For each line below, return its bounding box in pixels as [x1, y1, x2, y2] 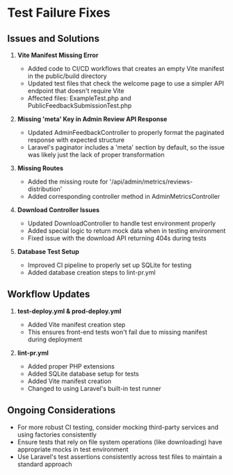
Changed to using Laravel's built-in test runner [27, 384, 161, 392]
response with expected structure [27, 136, 125, 144]
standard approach [17, 460, 72, 468]
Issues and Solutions [7, 33, 99, 45]
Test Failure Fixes [7, 5, 111, 21]
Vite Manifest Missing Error [17, 51, 99, 59]
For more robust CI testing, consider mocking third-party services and [17, 423, 219, 431]
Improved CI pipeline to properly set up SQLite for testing [27, 261, 192, 269]
